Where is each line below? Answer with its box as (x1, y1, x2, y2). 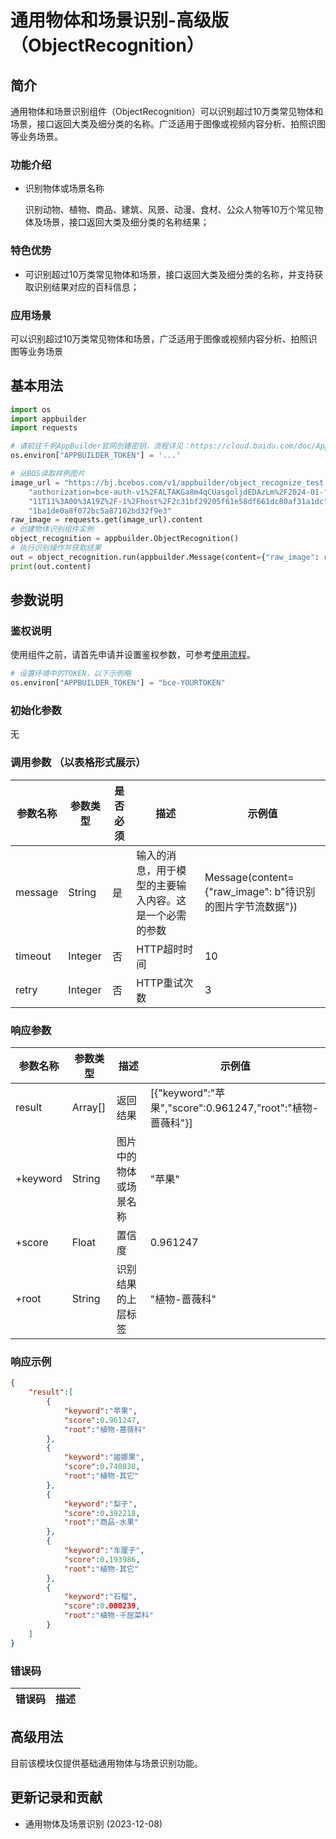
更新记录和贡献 (10, 1789, 103, 1806)
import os (10, 404, 52, 415)
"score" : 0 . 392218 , (63, 1508, 141, 1518)
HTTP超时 (136, 942, 184, 956)
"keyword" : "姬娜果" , (63, 1452, 145, 1463)
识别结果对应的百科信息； (33, 281, 140, 293)
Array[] (71, 1101, 107, 1115)
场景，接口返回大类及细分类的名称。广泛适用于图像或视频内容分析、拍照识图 (10, 118, 326, 130)
